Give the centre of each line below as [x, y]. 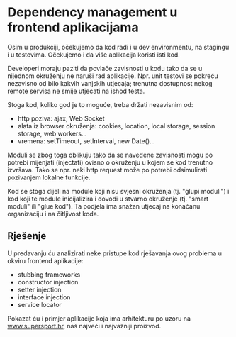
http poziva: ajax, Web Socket [61, 118]
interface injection [44, 297]
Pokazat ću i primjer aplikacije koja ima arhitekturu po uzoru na [99, 318]
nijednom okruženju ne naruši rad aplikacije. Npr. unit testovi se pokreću [113, 76]
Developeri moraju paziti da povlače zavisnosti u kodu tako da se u [105, 68]
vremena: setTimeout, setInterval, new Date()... [86, 141]
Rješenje [27, 236]
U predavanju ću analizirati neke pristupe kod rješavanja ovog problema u [114, 253]
